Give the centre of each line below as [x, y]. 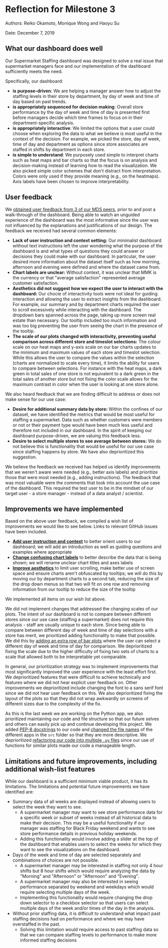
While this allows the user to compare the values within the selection [83, 358]
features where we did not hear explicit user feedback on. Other [71, 683]
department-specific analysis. [43, 123]
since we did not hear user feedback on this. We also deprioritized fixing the [84, 693]
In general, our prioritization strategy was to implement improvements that [82, 667]
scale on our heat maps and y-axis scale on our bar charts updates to [84, 347]
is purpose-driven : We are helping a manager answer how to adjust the [87, 91]
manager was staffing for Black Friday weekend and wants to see [88, 828]
